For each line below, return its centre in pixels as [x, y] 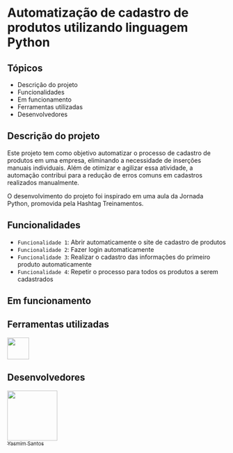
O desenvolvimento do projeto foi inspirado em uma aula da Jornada [105, 196]
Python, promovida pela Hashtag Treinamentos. [75, 203]
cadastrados [35, 279]
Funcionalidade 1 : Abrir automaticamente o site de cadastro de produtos [121, 242]
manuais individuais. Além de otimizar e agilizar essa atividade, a [100, 168]
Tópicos [25, 68]
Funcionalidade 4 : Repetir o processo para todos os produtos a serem [118, 271]
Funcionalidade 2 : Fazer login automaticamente [86, 249]
